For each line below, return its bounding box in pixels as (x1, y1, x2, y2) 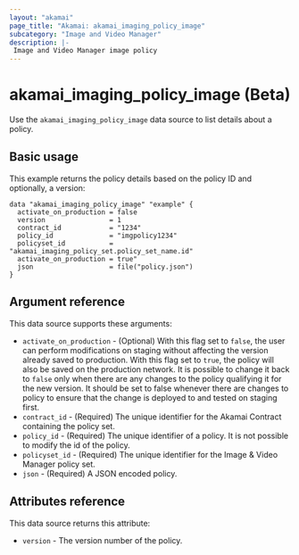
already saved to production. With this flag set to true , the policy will (21, 354, 275, 365)
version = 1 (17, 215, 122, 224)
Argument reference (9, 294, 125, 310)
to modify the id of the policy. (21, 439, 131, 451)
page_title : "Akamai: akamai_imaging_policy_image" (9, 21, 205, 30)
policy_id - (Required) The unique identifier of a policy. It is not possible (21, 430, 288, 441)
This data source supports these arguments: (9, 318, 172, 328)
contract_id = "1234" (17, 223, 142, 232)
